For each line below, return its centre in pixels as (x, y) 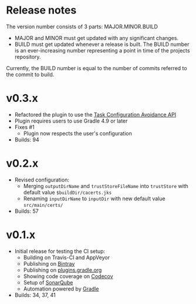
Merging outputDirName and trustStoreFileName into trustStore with (106, 186)
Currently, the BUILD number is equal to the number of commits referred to (97, 68)
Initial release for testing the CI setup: (60, 251)
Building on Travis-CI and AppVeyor (67, 257)
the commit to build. (30, 74)
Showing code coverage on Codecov (68, 276)
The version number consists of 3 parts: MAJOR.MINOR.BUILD (82, 27)
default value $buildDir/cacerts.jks (67, 192)
